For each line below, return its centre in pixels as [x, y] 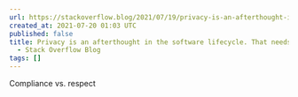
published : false [41, 34]
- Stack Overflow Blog [59, 50]
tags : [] [25, 58]
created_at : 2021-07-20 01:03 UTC [73, 26]
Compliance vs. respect [52, 83]
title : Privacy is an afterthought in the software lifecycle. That [138, 42]
